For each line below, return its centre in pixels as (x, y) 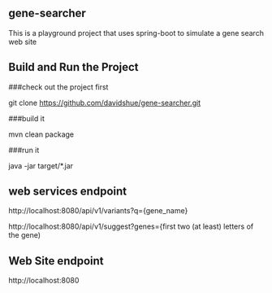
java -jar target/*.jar (41, 165)
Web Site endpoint (56, 261)
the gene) (25, 235)
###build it (26, 118)
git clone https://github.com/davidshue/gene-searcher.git (105, 103)
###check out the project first (58, 87)
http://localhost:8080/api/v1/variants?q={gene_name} (98, 211)
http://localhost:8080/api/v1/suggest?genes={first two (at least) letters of (131, 226)
